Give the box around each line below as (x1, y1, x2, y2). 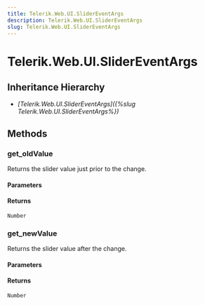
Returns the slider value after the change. (7, 245, 127, 253)
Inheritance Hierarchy (7, 81, 105, 93)
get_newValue (7, 229, 58, 238)
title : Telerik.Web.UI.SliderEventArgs (7, 10, 124, 18)
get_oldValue (7, 149, 53, 158)
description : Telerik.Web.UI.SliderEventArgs (7, 17, 143, 24)
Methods (7, 128, 48, 140)
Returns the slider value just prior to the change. (7, 165, 147, 173)
